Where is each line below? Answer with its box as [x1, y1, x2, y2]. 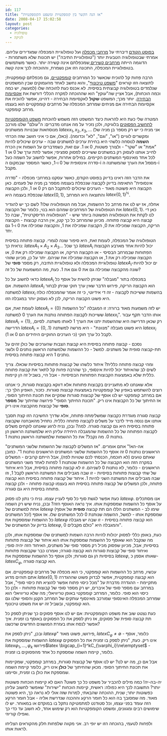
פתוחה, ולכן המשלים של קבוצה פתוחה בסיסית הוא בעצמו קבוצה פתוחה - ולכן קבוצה [5, 480, 163, 486]
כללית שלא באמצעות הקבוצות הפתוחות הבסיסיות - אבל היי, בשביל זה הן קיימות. [5, 371, 156, 377]
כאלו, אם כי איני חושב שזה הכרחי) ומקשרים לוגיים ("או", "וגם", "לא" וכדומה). [5, 133, 149, 139]
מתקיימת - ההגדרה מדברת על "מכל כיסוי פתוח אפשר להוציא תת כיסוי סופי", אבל [5, 580, 157, 586]
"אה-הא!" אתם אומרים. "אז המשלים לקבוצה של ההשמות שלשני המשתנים [5, 443, 144, 449]
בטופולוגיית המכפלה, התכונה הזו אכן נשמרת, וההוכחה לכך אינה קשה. [5, 64, 135, 70]
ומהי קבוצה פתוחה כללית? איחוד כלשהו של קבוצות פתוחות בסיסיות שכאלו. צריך [5, 361, 154, 367]
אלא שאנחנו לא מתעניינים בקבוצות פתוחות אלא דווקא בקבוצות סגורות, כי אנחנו [5, 381, 153, 387]
